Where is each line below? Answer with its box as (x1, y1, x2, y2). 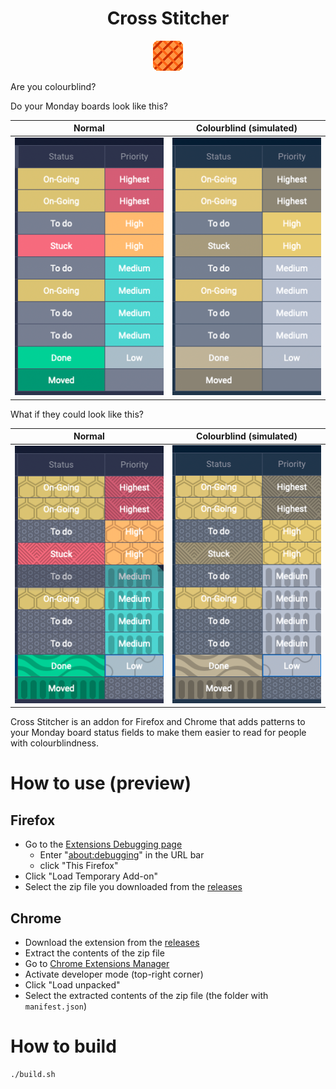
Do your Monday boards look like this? (10, 100, 169, 112)
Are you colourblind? (10, 80, 97, 92)
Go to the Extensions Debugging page (24, 838, 183, 851)
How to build (10, 1035, 117, 1058)
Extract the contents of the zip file (24, 947, 165, 959)
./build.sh (10, 1070, 56, 1080)
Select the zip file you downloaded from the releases (24, 881, 243, 893)
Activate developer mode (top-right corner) (24, 968, 204, 981)
